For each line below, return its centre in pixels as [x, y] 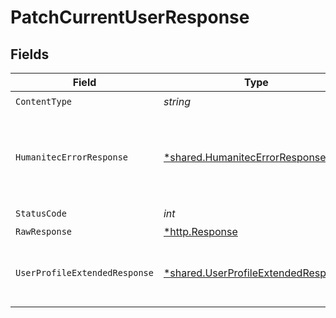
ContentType [44, 101]
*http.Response [200, 231]
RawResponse [44, 231]
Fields [30, 54]
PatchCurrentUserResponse [130, 17]
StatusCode [41, 213]
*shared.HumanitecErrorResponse [245, 157]
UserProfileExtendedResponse [84, 272]
